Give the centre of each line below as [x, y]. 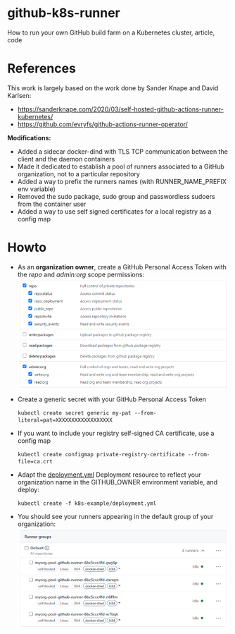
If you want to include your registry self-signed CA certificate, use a [116, 433]
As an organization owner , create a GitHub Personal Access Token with [122, 267]
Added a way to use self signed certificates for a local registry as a [114, 211]
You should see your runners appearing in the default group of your [115, 517]
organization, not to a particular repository [79, 173]
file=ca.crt [35, 462]
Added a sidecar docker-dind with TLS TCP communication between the [123, 151]
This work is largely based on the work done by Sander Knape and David [113, 88]
